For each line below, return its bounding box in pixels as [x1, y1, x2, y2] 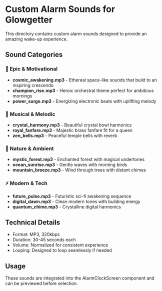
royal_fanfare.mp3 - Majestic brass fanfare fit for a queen [12, 127, 133, 133]
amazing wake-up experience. [5, 36, 68, 42]
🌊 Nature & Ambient [5, 145, 54, 152]
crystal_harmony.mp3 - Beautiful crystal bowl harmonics [12, 121, 132, 128]
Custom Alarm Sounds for [5, 3, 115, 15]
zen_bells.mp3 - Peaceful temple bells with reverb [12, 132, 117, 138]
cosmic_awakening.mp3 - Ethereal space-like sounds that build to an [12, 76, 157, 83]
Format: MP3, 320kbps [12, 231, 60, 237]
